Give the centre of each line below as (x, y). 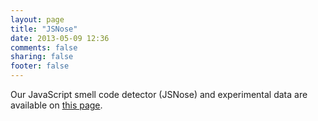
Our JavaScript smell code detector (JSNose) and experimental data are (159, 94)
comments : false (44, 47)
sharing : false (42, 57)
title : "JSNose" (44, 29)
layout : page (37, 19)
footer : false (40, 66)
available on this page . (56, 105)
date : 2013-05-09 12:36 (60, 38)
